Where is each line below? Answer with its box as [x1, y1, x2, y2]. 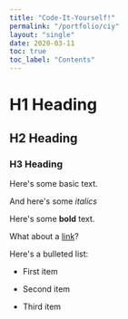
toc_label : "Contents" [9, 55, 95, 64]
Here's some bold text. [9, 213, 95, 224]
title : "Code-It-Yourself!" [9, 13, 116, 23]
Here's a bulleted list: [9, 248, 89, 259]
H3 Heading [9, 158, 64, 170]
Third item [22, 301, 62, 312]
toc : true [9, 47, 47, 56]
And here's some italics [9, 196, 98, 207]
